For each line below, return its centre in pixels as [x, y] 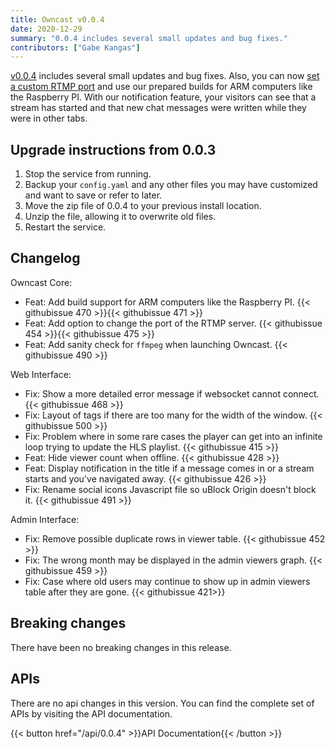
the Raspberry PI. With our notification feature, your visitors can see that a [163, 97]
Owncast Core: [41, 282]
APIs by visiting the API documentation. [91, 713]
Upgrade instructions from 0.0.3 [113, 149]
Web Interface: [41, 374]
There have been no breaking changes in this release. [121, 647]
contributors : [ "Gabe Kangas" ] [75, 47]
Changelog [45, 258]
